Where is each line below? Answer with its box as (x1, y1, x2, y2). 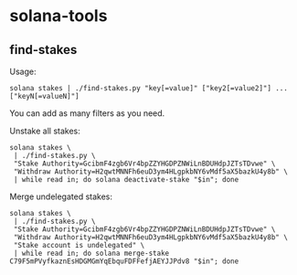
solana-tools (9, 5, 108, 26)
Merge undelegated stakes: (9, 191, 112, 202)
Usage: (9, 66, 37, 77)
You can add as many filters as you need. (9, 108, 165, 119)
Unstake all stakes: (9, 125, 80, 136)
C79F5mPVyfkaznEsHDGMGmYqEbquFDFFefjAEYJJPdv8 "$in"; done (9, 257, 239, 266)
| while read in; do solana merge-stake (13, 249, 170, 258)
